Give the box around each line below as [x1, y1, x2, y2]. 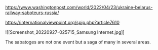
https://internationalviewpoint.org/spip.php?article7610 [5, 20, 120, 25]
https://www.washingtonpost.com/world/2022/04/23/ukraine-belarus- [5, 5, 153, 10]
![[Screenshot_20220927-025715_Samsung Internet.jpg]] [5, 29, 125, 35]
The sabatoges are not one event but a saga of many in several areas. [5, 39, 151, 45]
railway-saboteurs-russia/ [5, 10, 59, 16]
